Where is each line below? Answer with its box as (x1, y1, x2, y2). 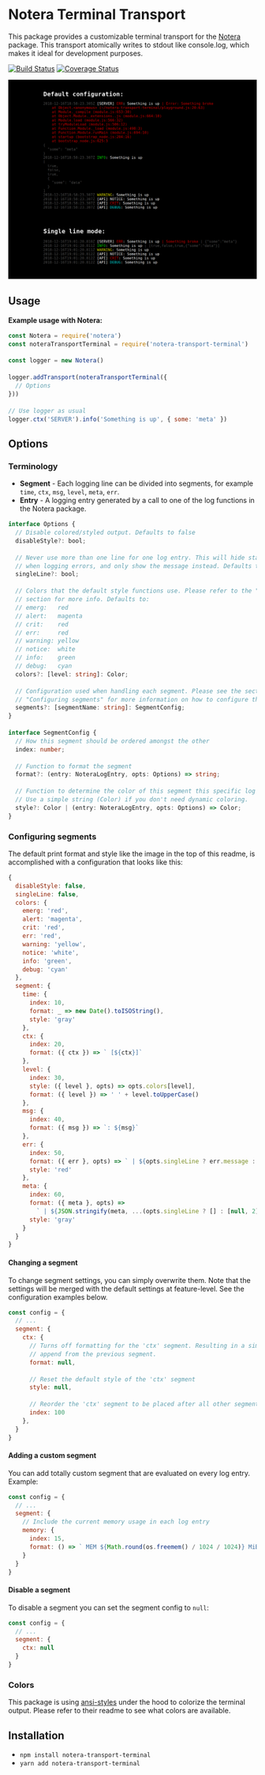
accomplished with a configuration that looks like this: (8, 857, 183, 867)
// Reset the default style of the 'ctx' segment (28, 1375, 196, 1383)
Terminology (8, 460, 58, 471)
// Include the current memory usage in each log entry (22, 1518, 211, 1526)
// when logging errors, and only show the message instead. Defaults (15, 562, 252, 570)
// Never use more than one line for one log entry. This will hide (15, 554, 245, 562)
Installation (8, 1728, 65, 1742)
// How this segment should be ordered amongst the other (15, 737, 211, 745)
